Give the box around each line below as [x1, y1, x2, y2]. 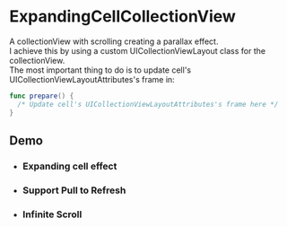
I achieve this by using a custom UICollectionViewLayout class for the [9, 45, 266, 56]
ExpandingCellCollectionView [9, 6, 236, 27]
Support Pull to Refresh [22, 184, 126, 196]
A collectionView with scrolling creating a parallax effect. [9, 36, 219, 47]
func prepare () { [9, 92, 74, 100]
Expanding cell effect [22, 160, 117, 172]
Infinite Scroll [22, 208, 83, 221]
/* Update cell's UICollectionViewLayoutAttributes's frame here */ [17, 100, 279, 109]
